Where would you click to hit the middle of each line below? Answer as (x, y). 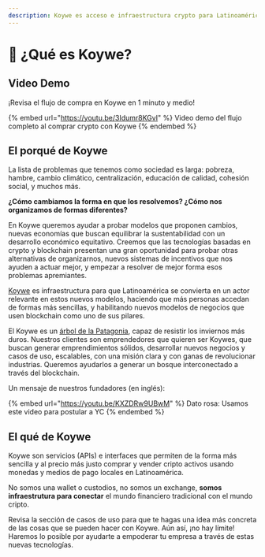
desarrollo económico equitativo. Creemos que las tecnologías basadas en (129, 242)
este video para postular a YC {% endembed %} (86, 412)
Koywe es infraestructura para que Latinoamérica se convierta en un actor (129, 291)
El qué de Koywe (50, 437)
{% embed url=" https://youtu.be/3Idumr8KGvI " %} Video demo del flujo (125, 117)
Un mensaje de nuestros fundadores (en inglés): (87, 388)
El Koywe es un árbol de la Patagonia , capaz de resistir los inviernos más (127, 331)
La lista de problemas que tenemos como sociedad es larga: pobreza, (121, 169)
